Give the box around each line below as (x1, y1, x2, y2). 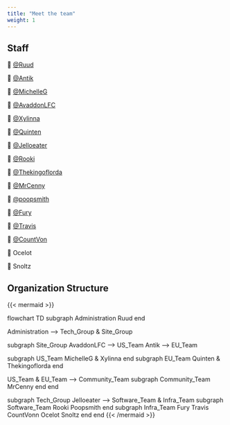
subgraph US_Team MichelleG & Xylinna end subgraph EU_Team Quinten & (7, 354, 220, 363)
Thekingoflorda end (7, 362, 64, 370)
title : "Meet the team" (7, 10, 76, 17)
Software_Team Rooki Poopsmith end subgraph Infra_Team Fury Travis (7, 404, 209, 412)
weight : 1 (7, 17, 36, 24)
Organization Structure (7, 282, 109, 294)
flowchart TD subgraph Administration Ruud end (7, 314, 145, 322)
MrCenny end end (7, 383, 59, 391)
